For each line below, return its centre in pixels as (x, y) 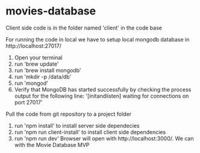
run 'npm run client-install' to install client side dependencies (90, 132)
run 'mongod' (31, 83)
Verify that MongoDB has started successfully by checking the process (103, 89)
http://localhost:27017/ (33, 46)
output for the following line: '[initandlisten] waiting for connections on (102, 96)
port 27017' (28, 102)
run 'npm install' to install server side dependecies (77, 125)
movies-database (51, 11)
